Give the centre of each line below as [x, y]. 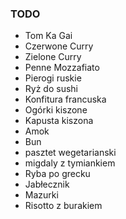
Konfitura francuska [65, 99]
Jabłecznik [47, 184]
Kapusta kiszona [59, 121]
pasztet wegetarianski [70, 153]
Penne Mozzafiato [62, 68]
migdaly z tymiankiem [70, 163]
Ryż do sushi [51, 89]
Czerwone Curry [59, 46]
